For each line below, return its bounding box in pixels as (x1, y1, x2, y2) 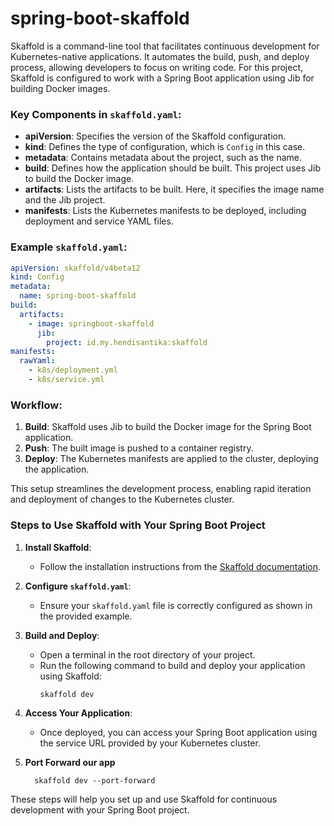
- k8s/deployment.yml (28, 365, 118, 376)
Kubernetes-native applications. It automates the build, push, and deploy (10, 50, 310, 62)
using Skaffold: (39, 670, 102, 682)
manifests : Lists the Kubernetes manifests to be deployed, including (24, 205, 307, 217)
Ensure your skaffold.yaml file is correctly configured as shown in (39, 599, 313, 611)
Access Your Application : (24, 707, 133, 719)
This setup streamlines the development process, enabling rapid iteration (10, 483, 312, 495)
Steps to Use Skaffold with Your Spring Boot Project (10, 518, 266, 532)
